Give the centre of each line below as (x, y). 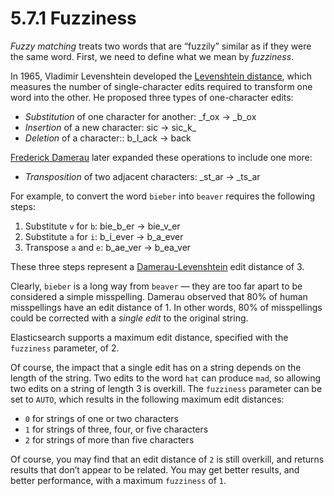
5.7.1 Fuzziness (73, 18)
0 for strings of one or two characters (101, 418)
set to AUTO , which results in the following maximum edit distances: (147, 399)
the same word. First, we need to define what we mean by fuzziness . (152, 56)
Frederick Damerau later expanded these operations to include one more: (161, 157)
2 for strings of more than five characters (109, 439)
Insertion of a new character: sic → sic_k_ (110, 127)
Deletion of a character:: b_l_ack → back (108, 138)
